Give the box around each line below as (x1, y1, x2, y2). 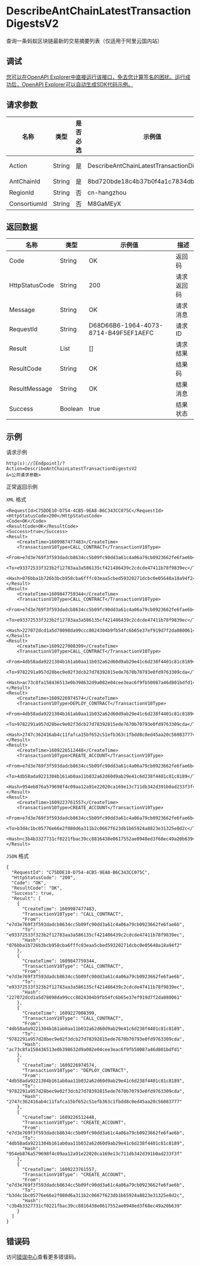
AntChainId (9, 177, 40, 185)
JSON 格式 (6, 853, 29, 860)
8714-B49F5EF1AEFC (88, 329, 154, 337)
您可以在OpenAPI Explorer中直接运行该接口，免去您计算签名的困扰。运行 (6, 73, 186, 80)
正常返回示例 (6, 484, 37, 491)
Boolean (60, 405, 83, 413)
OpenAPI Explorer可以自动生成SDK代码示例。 (21, 80, 134, 88)
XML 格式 (6, 496, 27, 503)
